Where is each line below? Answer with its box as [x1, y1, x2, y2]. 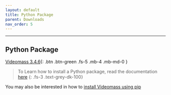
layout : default [5, 7, 40, 13]
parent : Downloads [5, 17, 44, 22]
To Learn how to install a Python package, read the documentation [17, 69, 158, 75]
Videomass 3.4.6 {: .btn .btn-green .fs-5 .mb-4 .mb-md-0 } [5, 59, 128, 65]
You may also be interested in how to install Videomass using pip [5, 84, 141, 90]
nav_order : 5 [5, 21, 33, 27]
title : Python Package [5, 12, 53, 17]
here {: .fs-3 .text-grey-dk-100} [17, 74, 83, 80]
